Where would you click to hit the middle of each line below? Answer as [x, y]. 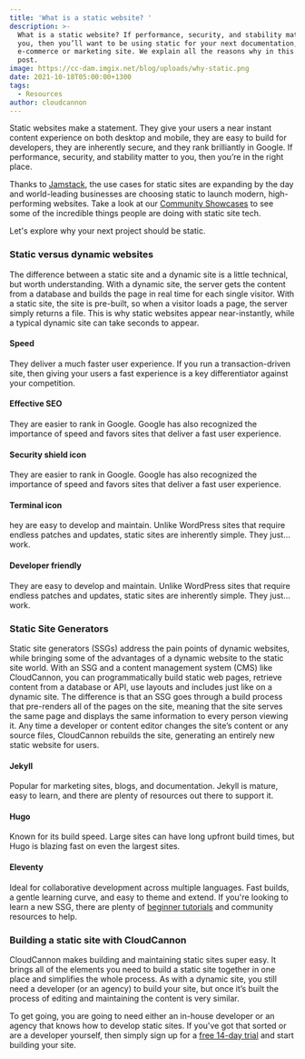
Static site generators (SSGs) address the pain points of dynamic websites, [150, 648]
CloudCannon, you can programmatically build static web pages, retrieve [146, 677]
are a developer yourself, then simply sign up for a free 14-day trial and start [152, 1035]
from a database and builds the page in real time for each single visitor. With [152, 294]
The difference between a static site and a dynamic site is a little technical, [149, 275]
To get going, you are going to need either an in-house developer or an [142, 1015]
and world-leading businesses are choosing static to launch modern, [138, 194]
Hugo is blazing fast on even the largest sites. [94, 846]
